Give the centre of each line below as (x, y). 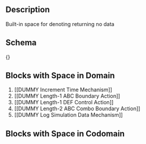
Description (28, 10)
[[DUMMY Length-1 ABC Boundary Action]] (67, 96)
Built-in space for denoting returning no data (60, 24)
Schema (21, 43)
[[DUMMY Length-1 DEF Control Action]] (64, 103)
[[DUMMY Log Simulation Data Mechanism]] (68, 115)
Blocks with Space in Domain (60, 76)
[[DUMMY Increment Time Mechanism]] (63, 90)
